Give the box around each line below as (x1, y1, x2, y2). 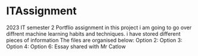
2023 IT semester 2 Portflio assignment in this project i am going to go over (6, 24, 192, 31)
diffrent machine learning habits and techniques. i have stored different (6, 30, 181, 37)
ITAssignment (6, 4, 77, 18)
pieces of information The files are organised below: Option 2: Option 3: (6, 36, 183, 43)
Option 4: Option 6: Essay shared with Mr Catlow (6, 43, 126, 50)
